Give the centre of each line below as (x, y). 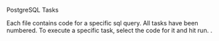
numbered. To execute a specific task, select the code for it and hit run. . (109, 30)
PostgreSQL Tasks (33, 10)
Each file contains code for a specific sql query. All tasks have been (103, 23)
